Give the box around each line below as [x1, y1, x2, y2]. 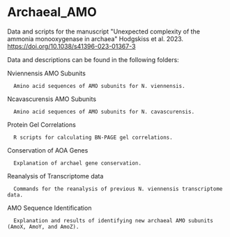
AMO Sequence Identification [7, 204, 92, 212]
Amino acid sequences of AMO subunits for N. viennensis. [13, 82, 186, 89]
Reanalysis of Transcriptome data [7, 171, 104, 180]
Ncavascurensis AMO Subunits [7, 95, 96, 103]
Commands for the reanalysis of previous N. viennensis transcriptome [13, 185, 223, 192]
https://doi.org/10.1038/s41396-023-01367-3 [7, 42, 136, 50]
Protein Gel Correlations [7, 120, 77, 129]
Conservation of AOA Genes [7, 146, 89, 154]
